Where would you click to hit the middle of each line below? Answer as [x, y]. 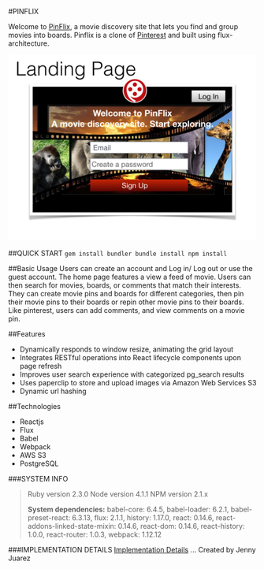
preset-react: [49, 518]
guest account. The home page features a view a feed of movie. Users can [130, 277]
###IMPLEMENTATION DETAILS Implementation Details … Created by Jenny [132, 550]
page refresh [41, 366]
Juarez [19, 558]
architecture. [29, 43]
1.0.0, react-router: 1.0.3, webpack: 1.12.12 [95, 534]
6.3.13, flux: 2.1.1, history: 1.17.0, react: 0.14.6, [143, 518]
